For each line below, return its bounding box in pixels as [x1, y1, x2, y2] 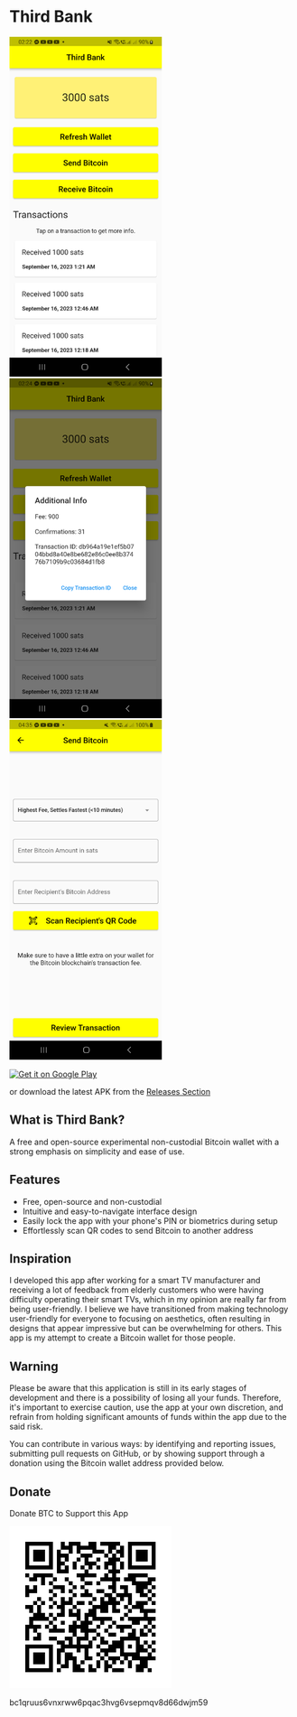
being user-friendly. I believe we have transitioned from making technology [9, 1303, 289, 1315]
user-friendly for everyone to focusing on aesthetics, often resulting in [9, 1313, 271, 1324]
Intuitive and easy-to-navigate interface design [22, 1206, 198, 1217]
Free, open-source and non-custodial [22, 1196, 162, 1207]
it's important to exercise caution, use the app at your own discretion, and [9, 1402, 284, 1413]
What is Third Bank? [9, 1113, 125, 1128]
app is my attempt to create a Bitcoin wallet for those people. [9, 1332, 237, 1343]
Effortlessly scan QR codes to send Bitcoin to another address [22, 1225, 254, 1236]
